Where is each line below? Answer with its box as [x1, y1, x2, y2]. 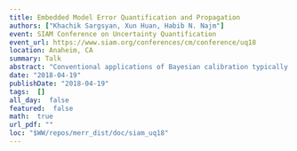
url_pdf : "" [9, 121, 53, 130]
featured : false [9, 104, 74, 113]
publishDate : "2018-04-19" [9, 79, 109, 88]
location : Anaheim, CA [9, 46, 93, 55]
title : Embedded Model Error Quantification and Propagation [9, 12, 241, 22]
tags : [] [9, 87, 46, 96]
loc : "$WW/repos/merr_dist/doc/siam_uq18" [9, 129, 169, 138]
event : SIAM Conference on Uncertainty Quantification [9, 29, 217, 38]
